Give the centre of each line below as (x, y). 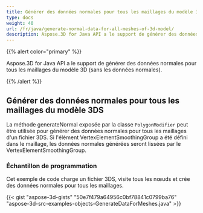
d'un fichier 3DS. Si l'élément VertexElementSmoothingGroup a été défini (97, 137)
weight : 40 (20, 23)
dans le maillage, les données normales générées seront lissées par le (94, 143)
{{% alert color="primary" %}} (44, 51)
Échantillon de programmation (52, 166)
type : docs (20, 18)
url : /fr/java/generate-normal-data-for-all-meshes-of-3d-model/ (90, 29)
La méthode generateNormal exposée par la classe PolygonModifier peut (97, 124)
